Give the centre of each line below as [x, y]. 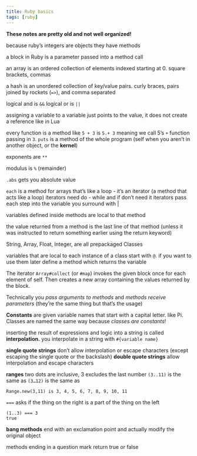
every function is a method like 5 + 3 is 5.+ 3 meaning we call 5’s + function [98, 133]
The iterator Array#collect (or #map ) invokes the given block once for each [96, 273]
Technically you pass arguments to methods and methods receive [86, 297]
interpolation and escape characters [50, 363]
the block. [18, 286]
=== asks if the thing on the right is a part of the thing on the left [83, 402]
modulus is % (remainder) [36, 168]
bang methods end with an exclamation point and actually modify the [90, 429]
